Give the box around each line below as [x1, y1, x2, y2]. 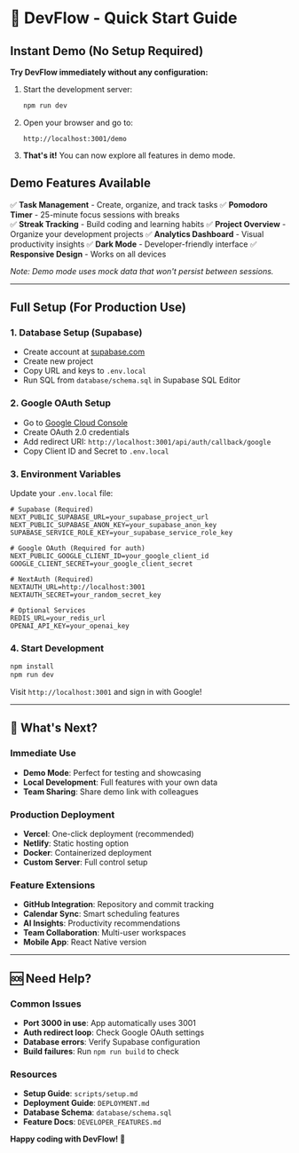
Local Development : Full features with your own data [22, 777, 218, 787]
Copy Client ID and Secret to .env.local [22, 446, 169, 456]
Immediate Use [10, 747, 76, 760]
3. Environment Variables [10, 468, 122, 480]
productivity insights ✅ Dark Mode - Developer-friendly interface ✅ [10, 239, 257, 249]
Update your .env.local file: [10, 487, 114, 498]
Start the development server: [22, 84, 133, 94]
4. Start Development [10, 642, 105, 654]
